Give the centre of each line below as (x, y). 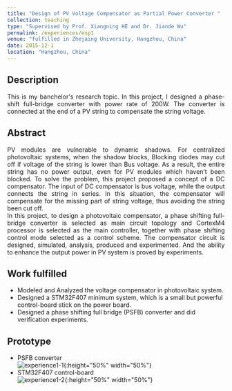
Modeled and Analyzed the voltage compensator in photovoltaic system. (120, 290)
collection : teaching (38, 20)
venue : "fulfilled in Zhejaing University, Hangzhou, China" (97, 39)
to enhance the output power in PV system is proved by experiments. (105, 252)
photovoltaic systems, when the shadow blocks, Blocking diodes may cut (116, 157)
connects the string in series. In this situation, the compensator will (116, 193)
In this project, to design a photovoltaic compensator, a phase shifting (109, 215)
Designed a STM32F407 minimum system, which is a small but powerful (120, 298)
